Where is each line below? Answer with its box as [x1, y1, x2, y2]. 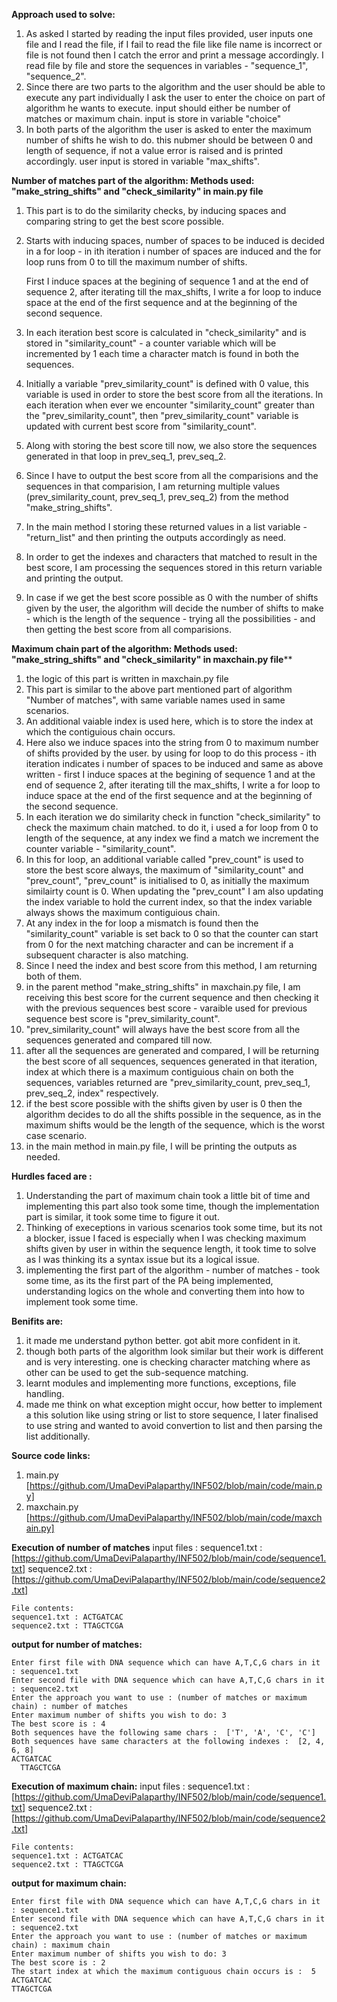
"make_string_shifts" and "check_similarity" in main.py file [11, 185, 264, 197]
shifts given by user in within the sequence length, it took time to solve [25, 1243, 317, 1254]
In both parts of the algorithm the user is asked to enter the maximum [25, 124, 312, 135]
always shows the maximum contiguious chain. [25, 907, 221, 918]
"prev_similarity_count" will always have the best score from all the [25, 1024, 301, 1035]
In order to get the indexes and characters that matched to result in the [25, 551, 318, 563]
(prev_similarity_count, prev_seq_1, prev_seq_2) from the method [25, 491, 289, 503]
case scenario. [25, 1130, 88, 1141]
